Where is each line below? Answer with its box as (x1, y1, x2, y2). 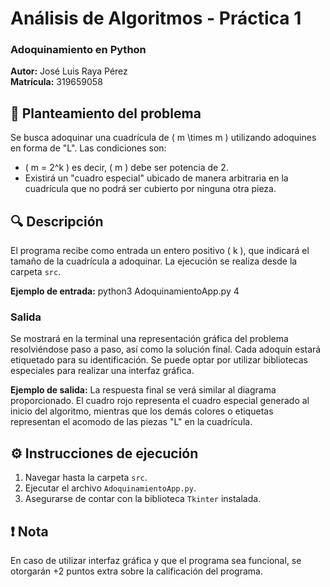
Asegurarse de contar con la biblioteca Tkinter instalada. (24, 493, 262, 505)
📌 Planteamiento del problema (10, 105, 202, 122)
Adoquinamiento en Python (10, 43, 147, 57)
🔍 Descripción (10, 213, 104, 230)
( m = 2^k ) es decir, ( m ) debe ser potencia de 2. (24, 162, 229, 174)
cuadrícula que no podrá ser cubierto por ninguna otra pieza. (24, 183, 277, 195)
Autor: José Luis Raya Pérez (10, 65, 128, 77)
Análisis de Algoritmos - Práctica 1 (10, 7, 302, 30)
